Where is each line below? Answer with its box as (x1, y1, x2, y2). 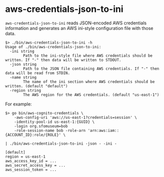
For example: (5, 101, 32, 107)
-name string (9, 75, 37, 80)
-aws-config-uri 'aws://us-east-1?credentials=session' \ (14, 115, 137, 120)
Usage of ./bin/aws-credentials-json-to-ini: (5, 44, 101, 49)
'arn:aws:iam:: (87, 128, 120, 133)
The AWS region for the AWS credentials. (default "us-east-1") (23, 92, 160, 97)
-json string (9, 62, 37, 67)
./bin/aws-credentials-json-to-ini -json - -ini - (9, 141, 117, 146)
